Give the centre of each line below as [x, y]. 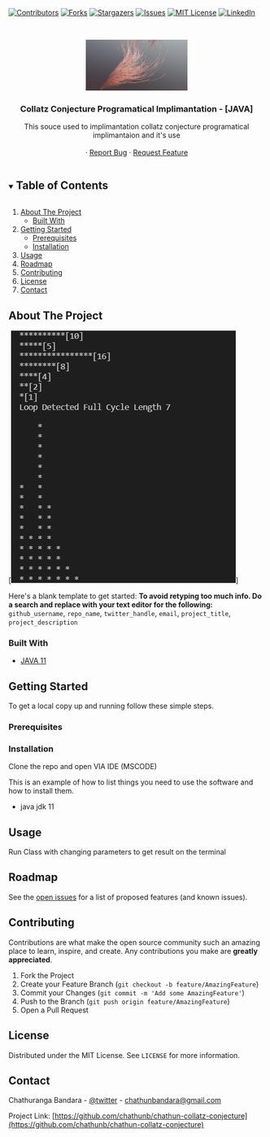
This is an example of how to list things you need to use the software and [131, 782]
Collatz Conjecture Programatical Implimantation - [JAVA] [137, 108]
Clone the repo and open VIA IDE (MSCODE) [83, 767]
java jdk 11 [37, 807]
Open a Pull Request [54, 1010]
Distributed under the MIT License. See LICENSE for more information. [124, 1055]
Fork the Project [47, 975]
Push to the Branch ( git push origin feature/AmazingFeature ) [125, 1001]
